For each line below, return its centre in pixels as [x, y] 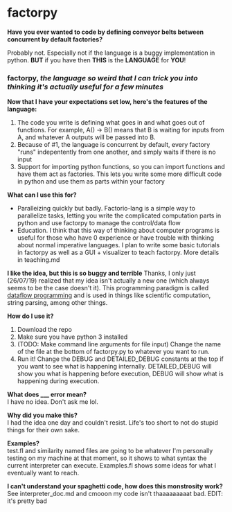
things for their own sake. [44, 430]
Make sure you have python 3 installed [72, 337]
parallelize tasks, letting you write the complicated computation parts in [119, 215]
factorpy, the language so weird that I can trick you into [102, 78]
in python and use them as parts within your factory [91, 182]
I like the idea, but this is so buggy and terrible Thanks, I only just [101, 273]
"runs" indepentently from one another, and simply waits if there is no [116, 152]
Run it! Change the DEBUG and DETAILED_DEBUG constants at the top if [120, 359]
